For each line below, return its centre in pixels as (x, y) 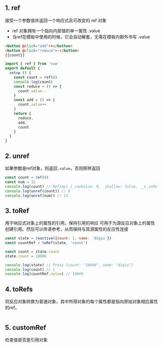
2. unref (17, 156)
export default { (23, 68)
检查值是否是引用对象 (26, 340)
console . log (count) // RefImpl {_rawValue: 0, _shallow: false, (71, 186)
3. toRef (17, 210)
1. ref (13, 8)
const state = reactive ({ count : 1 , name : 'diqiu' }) (58, 238)
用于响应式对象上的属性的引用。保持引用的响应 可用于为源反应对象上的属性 (80, 223)
